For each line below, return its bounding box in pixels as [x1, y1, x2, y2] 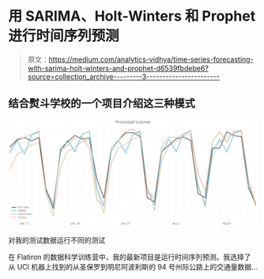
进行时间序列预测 [8, 27, 120, 45]
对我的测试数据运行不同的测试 [8, 235, 105, 245]
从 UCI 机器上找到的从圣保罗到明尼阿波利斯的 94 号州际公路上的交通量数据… [8, 262, 258, 271]
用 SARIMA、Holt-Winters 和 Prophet [8, 7, 256, 25]
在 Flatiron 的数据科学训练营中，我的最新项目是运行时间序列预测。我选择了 [8, 252, 251, 262]
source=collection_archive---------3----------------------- [27, 72, 220, 81]
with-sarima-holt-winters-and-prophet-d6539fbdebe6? [27, 63, 209, 73]
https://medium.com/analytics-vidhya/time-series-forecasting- [48, 55, 255, 64]
